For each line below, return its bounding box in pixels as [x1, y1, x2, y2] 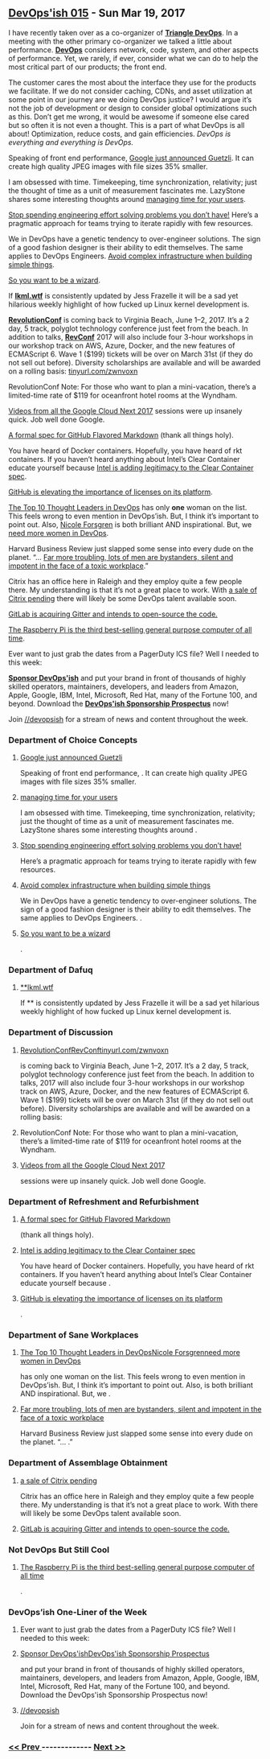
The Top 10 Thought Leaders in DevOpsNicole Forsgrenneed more [19, 1348, 241, 1357]
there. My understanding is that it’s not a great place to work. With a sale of [8, 585, 257, 595]
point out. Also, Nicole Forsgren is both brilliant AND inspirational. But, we [8, 519, 252, 529]
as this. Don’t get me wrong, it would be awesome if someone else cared [8, 112, 250, 122]
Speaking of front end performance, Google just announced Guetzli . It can [8, 153, 255, 163]
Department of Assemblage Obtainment [8, 1457, 168, 1469]
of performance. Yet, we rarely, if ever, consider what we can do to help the [8, 53, 259, 63]
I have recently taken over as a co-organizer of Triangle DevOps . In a [8, 27, 239, 37]
